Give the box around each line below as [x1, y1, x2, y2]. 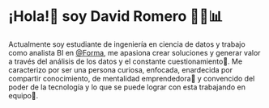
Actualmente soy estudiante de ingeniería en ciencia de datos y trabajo [8, 39, 246, 49]
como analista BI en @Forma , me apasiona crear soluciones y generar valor [8, 48, 261, 57]
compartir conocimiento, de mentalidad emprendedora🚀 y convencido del [8, 73, 255, 83]
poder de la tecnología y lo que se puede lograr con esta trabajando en [8, 82, 246, 92]
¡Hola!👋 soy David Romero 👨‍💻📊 [8, 7, 224, 26]
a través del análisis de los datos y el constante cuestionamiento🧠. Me [8, 56, 243, 66]
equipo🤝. [8, 90, 39, 100]
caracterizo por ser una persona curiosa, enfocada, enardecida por [8, 64, 233, 74]
